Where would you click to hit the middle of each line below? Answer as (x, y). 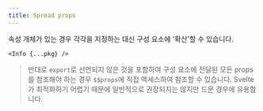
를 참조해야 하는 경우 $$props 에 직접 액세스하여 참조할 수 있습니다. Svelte (141, 79)
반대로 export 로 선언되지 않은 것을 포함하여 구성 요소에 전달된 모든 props (140, 69)
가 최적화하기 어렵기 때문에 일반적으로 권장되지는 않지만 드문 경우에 (131, 89)
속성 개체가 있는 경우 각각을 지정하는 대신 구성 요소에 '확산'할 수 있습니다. (121, 39)
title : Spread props (42, 15)
